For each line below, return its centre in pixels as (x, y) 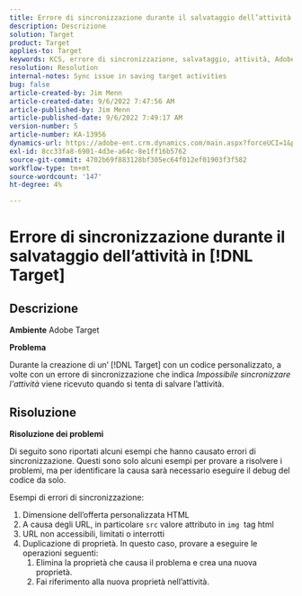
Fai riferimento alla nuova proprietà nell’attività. (122, 582)
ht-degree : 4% (36, 185)
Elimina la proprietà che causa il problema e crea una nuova (147, 562)
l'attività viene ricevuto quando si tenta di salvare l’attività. (117, 384)
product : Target (40, 43)
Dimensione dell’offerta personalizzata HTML (106, 514)
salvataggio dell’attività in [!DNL (131, 256)
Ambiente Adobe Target (54, 330)
